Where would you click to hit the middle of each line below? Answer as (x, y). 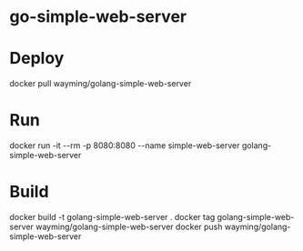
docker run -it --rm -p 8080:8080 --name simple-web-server (125, 146)
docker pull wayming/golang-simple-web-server (101, 84)
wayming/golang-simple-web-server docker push (129, 226)
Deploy (37, 59)
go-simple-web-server (98, 17)
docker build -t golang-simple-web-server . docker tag (112, 217)
